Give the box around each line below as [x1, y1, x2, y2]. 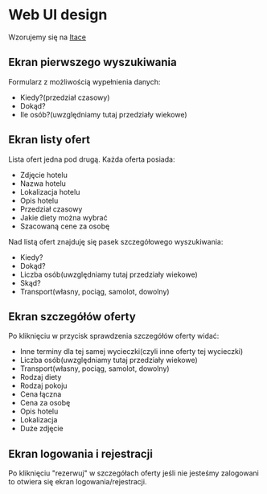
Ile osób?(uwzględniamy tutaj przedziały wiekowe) [19, 109, 187, 119]
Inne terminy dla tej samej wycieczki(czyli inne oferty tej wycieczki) [19, 347, 244, 356]
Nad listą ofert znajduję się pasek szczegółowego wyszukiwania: [8, 237, 224, 246]
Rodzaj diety [19, 373, 62, 382]
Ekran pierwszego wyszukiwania [8, 56, 177, 69]
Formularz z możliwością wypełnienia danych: [8, 76, 161, 86]
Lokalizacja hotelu [19, 187, 80, 196]
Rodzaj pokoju [19, 381, 68, 391]
